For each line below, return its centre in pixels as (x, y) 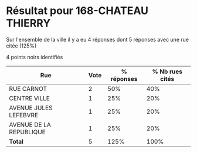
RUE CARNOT (28, 89)
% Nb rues (167, 72)
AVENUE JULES (31, 108)
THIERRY (28, 23)
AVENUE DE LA (30, 124)
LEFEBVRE (24, 115)
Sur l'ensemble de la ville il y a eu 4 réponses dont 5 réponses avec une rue (98, 39)
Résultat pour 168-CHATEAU (77, 11)
